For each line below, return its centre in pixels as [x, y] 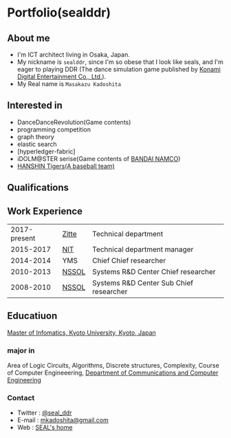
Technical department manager [143, 249]
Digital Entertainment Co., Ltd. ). [62, 76]
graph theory [36, 136]
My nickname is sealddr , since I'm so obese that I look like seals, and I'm [120, 62]
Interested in [35, 106]
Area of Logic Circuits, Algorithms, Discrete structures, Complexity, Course [113, 366]
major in [21, 351]
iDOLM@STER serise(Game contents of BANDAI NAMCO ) [99, 158]
